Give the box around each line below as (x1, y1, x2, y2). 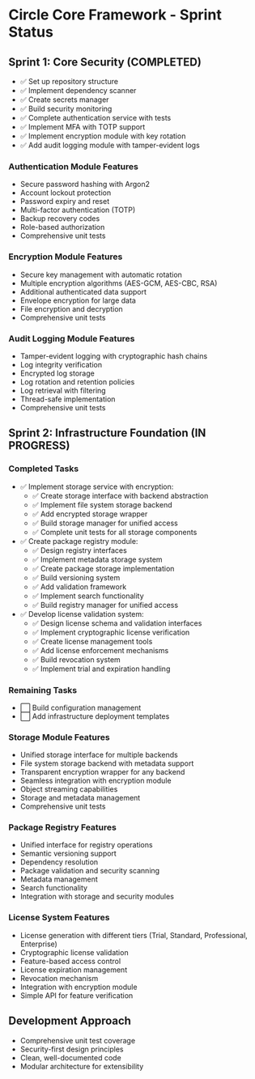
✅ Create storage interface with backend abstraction (32, 491, 209, 500)
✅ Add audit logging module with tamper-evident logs (19, 140, 200, 150)
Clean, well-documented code (19, 1052, 121, 1062)
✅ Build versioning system (32, 572, 121, 582)
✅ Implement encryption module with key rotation (19, 131, 186, 141)
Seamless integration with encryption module (19, 775, 172, 786)
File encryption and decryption (19, 304, 123, 313)
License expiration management (19, 965, 128, 975)
